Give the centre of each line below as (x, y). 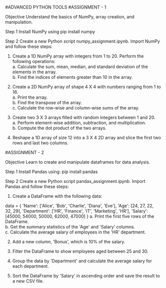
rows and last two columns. (40, 143)
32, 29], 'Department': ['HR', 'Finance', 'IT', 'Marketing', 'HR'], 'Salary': (77, 211)
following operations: (34, 61)
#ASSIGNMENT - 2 (25, 152)
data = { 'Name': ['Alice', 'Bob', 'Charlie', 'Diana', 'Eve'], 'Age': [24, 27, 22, (79, 206)
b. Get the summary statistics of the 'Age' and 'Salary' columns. (70, 227)
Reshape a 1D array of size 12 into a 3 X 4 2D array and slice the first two (86, 138)
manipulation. (19, 22)
